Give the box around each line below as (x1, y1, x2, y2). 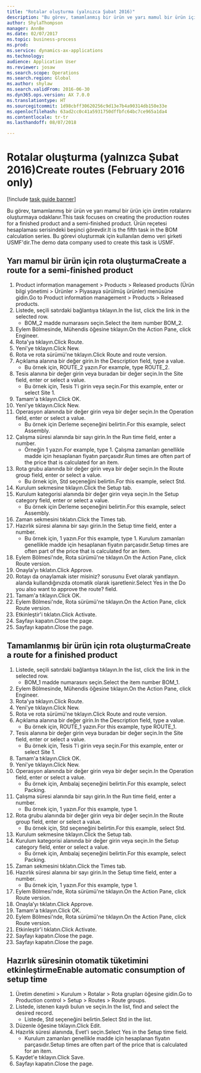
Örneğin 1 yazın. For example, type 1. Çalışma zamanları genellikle (24, 446, 185, 453)
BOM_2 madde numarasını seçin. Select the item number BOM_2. (24, 319, 184, 326)
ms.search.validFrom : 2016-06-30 (7, 86, 90, 92)
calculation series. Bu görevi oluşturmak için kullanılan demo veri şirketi (7, 233, 183, 240)
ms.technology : (7, 53, 45, 59)
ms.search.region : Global (7, 75, 71, 81)
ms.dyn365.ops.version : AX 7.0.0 (7, 92, 90, 98)
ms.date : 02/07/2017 (7, 31, 58, 37)
